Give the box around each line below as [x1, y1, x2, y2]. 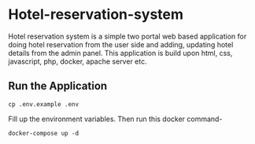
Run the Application [8, 79, 108, 93]
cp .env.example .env [8, 100, 79, 108]
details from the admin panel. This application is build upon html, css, [8, 48, 233, 57]
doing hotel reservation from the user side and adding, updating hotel [8, 39, 234, 49]
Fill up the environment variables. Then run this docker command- [8, 114, 223, 124]
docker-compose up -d [8, 129, 79, 137]
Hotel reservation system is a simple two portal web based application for [8, 31, 247, 41]
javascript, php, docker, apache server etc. [8, 57, 147, 66]
